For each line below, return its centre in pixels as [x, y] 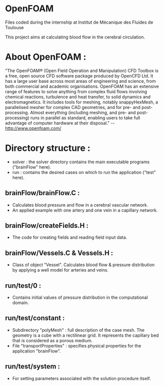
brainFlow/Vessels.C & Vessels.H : [59, 253]
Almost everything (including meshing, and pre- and [83, 112]
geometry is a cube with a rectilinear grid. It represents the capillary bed [85, 335]
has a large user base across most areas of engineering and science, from [81, 81]
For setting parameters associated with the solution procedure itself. [82, 378]
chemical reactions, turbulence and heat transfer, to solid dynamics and [78, 97]
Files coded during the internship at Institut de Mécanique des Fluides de [79, 22]
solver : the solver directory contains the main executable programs [81, 162]
